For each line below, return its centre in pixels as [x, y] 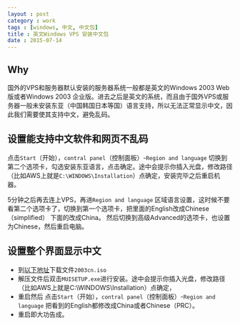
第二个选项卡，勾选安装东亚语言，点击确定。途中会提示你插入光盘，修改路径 [120, 166]
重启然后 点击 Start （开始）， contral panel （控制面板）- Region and [116, 296]
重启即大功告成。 [43, 314]
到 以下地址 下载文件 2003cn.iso [62, 269]
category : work [31, 21]
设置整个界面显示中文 [54, 251]
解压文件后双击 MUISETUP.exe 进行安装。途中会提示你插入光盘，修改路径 [121, 279]
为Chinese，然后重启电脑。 [47, 226]
